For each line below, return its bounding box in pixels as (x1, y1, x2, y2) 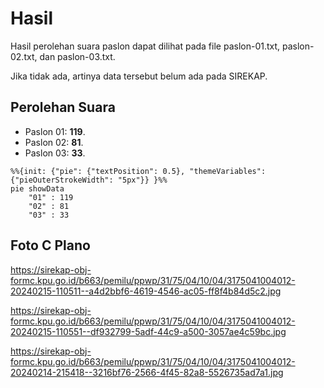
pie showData (10, 183, 65, 194)
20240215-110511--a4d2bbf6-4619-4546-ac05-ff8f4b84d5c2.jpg (10, 285, 282, 297)
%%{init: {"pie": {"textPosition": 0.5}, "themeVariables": (10, 166, 267, 176)
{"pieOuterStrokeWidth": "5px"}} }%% (10, 175, 168, 185)
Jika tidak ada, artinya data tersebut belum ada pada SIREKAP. (10, 70, 268, 82)
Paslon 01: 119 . (24, 125, 86, 137)
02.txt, (10, 50, 38, 62)
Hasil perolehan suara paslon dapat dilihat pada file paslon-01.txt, (10, 40, 281, 52)
